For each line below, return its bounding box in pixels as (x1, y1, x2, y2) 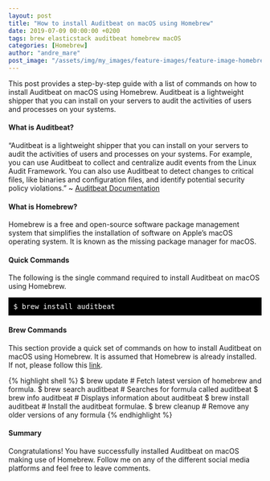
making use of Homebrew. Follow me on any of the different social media (8, 454, 251, 464)
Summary (8, 428, 42, 438)
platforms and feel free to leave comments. (8, 463, 151, 473)
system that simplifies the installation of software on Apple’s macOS (8, 228, 233, 238)
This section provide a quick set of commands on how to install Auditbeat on (8, 343, 262, 352)
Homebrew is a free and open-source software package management (8, 220, 239, 229)
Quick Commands (8, 255, 70, 265)
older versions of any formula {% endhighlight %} (8, 409, 173, 419)
